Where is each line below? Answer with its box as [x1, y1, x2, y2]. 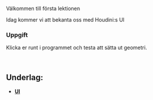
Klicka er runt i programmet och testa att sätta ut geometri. [6, 44, 147, 51]
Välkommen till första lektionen [6, 5, 81, 12]
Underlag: [6, 73, 44, 82]
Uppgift [6, 30, 28, 39]
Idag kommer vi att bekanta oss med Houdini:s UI [6, 16, 124, 23]
